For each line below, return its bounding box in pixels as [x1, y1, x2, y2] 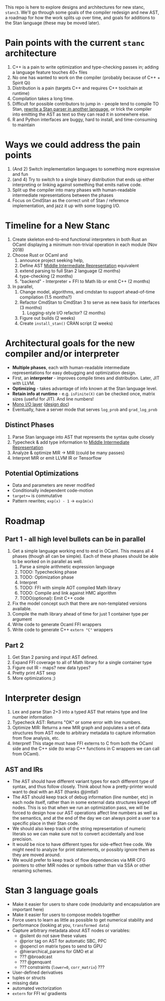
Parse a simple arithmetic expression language [19, 564, 115, 570]
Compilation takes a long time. [12, 95, 74, 101]
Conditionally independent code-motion [12, 488, 94, 494]
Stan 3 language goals [5, 885, 99, 896]
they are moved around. [12, 852, 61, 858]
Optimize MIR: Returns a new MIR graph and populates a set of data [12, 725, 150, 731]
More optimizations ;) [12, 675, 56, 681]
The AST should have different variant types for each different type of [12, 778, 154, 784]
